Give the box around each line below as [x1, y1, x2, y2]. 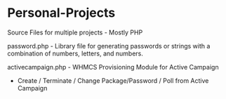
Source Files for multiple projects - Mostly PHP [7, 28, 143, 37]
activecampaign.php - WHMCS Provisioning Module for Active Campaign [7, 62, 219, 71]
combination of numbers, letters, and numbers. [7, 49, 144, 58]
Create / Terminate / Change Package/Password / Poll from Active [17, 76, 209, 85]
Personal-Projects [7, 5, 116, 21]
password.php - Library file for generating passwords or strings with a [7, 41, 211, 50]
